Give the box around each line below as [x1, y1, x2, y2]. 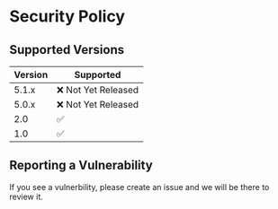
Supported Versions [9, 42, 124, 57]
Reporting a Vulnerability [9, 158, 153, 173]
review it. [9, 191, 43, 202]
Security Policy [9, 6, 126, 27]
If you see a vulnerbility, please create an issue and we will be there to [9, 181, 270, 192]
